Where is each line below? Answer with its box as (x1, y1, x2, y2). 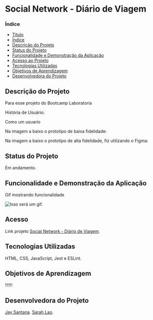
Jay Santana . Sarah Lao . (5, 309, 54, 315)
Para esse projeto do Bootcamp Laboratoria (5, 100, 92, 106)
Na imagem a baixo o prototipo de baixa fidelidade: (5, 128, 107, 134)
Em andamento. (5, 165, 36, 171)
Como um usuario (5, 119, 41, 125)
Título (12, 32, 24, 37)
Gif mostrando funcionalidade (5, 192, 64, 197)
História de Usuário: (5, 109, 45, 115)
